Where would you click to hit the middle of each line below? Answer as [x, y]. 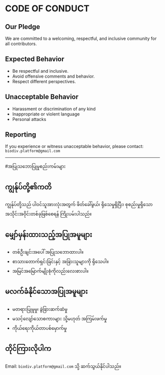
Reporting [21, 135]
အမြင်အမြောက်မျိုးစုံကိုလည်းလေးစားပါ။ [50, 271]
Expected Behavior [35, 59]
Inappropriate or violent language [46, 114]
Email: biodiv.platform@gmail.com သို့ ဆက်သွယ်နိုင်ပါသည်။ [63, 366]
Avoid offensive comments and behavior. [53, 76]
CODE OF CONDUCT [47, 9]
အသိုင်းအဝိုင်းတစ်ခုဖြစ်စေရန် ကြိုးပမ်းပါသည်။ [48, 214]
